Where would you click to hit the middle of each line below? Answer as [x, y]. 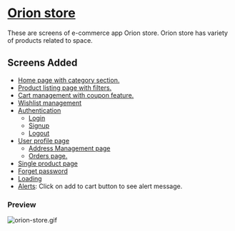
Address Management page [69, 148]
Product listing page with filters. [65, 88]
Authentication [39, 110]
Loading [30, 178]
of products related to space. [50, 40]
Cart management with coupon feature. [76, 95]
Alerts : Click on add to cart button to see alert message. [100, 186]
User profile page [44, 140]
